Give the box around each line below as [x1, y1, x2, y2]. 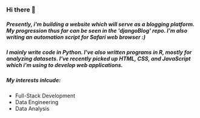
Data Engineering [15, 98, 59, 105]
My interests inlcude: [6, 77, 61, 84]
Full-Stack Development [15, 92, 76, 99]
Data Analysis [15, 105, 50, 112]
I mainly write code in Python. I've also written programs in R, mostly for [6, 48, 192, 56]
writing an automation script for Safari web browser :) [6, 33, 146, 41]
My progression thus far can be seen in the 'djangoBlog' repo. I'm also [6, 27, 188, 34]
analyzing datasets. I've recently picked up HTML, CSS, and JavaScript [6, 54, 191, 62]
